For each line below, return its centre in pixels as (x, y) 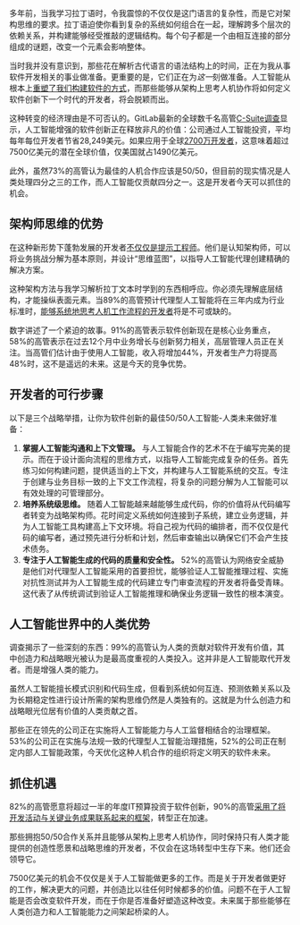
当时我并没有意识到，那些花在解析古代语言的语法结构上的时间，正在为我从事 (150, 66)
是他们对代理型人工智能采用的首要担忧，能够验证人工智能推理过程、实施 (155, 571)
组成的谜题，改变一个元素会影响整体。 (79, 47)
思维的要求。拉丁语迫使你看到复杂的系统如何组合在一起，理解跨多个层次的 (154, 24)
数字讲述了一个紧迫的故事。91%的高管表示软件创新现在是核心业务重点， (142, 330)
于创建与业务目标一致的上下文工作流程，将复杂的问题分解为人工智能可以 (155, 481)
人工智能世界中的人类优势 (79, 624)
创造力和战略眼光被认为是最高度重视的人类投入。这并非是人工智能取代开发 (154, 658)
